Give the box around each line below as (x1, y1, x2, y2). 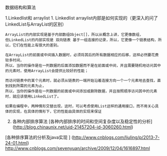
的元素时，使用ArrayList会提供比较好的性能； (5, 68, 89, 73)
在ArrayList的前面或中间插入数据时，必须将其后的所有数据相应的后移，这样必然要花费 (5, 52, 159, 57)
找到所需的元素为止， (8, 83, 46, 88)
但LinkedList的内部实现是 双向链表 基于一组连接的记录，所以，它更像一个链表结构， (5, 37, 159, 42)
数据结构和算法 (5, 4, 36, 10)
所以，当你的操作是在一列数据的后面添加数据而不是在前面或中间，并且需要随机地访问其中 (5, 63, 161, 68)
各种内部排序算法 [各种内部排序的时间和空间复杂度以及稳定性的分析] (12, 118, 153, 124)
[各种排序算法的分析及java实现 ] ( (5, 134, 73, 140)
